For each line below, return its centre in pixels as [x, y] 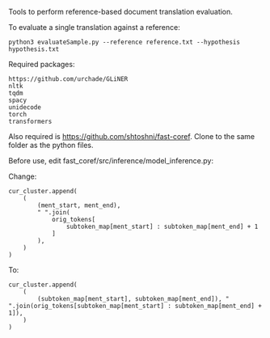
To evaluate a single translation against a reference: [94, 27]
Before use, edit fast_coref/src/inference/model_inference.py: [111, 161]
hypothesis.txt [34, 49]
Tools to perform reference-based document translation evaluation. [120, 12]
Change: [23, 176]
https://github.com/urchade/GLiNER [68, 79]
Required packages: [42, 64]
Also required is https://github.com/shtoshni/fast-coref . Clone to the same [132, 136]
